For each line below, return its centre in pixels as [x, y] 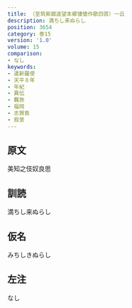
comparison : [25, 54]
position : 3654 [30, 27]
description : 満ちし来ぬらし [47, 21]
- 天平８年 [21, 80]
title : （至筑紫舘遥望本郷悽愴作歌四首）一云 [66, 14]
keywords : [22, 67]
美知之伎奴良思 [29, 169]
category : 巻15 [29, 34]
